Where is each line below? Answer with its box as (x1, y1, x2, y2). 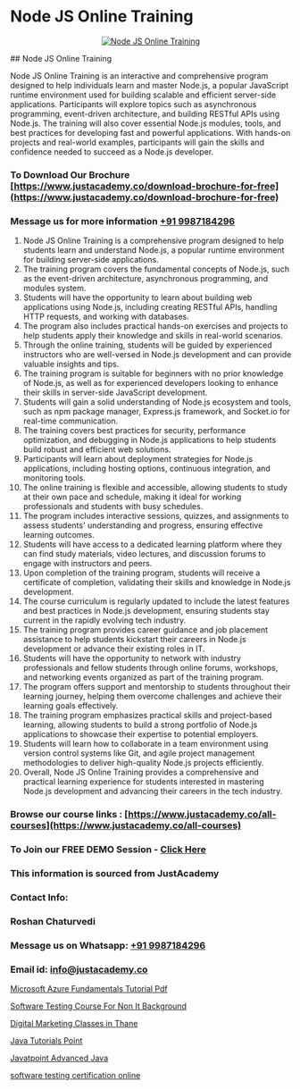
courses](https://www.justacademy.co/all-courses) (10, 819, 242, 832)
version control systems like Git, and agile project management (22, 748, 255, 758)
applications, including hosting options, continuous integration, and (22, 463, 271, 474)
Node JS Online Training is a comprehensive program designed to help (22, 235, 284, 247)
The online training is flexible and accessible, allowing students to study (22, 482, 288, 493)
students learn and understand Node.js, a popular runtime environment (22, 245, 285, 255)
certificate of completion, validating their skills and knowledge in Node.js (22, 577, 291, 588)
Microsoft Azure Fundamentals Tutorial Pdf (10, 983, 168, 993)
